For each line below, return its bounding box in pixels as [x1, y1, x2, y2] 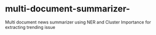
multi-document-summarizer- [5, 3, 131, 14]
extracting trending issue [5, 24, 55, 30]
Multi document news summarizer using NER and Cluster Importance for [5, 19, 151, 25]
